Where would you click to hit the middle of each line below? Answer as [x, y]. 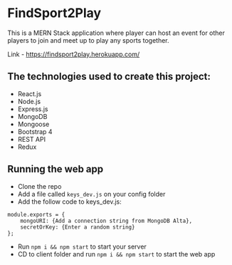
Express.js [33, 109]
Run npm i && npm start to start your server [82, 246]
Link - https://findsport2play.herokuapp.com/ [74, 54]
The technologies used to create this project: [109, 77]
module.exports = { [36, 214]
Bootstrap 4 [35, 131]
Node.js [29, 101]
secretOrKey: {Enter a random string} [78, 227]
